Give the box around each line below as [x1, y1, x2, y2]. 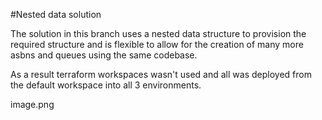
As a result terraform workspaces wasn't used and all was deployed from [10, 69, 312, 80]
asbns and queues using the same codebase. [10, 49, 198, 61]
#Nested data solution [10, 9, 102, 20]
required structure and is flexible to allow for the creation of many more [10, 39, 304, 50]
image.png [10, 99, 55, 110]
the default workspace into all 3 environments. [10, 79, 202, 91]
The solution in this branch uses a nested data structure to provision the [10, 28, 307, 39]
